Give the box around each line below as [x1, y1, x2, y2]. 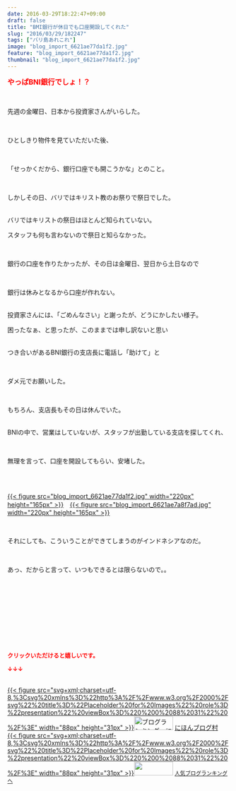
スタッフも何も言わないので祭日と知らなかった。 [7, 230, 150, 239]
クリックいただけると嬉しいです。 [7, 651, 99, 659]
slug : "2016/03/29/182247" [7, 30, 87, 37]
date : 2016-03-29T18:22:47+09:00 [7, 10, 106, 18]
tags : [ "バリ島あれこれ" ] [7, 37, 76, 44]
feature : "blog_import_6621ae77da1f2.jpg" [7, 50, 134, 57]
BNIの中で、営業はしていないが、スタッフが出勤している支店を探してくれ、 [7, 428, 228, 436]
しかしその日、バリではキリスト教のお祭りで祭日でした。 [7, 193, 175, 201]
